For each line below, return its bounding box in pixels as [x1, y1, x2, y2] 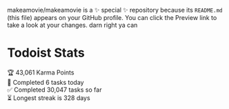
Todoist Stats [7, 45, 85, 61]
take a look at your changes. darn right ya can [7, 21, 138, 29]
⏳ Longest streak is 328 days [7, 93, 91, 102]
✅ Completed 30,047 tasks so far [7, 86, 102, 94]
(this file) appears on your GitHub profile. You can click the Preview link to [7, 14, 217, 21]
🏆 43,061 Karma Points [7, 68, 74, 77]
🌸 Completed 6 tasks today [7, 78, 84, 86]
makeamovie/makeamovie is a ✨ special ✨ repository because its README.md [7, 6, 223, 14]
